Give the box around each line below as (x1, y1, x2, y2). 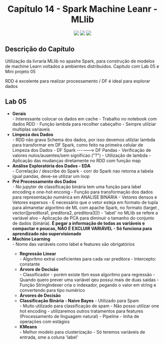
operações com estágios (19, 318, 70, 324)
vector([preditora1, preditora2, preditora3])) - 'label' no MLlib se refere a (12, 210, 158, 216)
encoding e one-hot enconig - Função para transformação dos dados (12, 189, 153, 195)
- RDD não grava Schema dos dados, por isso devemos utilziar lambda (12, 137, 156, 143)
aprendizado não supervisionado (12, 230, 82, 236)
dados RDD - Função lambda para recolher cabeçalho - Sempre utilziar (12, 121, 156, 127)
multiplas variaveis (12, 126, 50, 132)
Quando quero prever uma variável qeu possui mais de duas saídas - (19, 277, 159, 283)
